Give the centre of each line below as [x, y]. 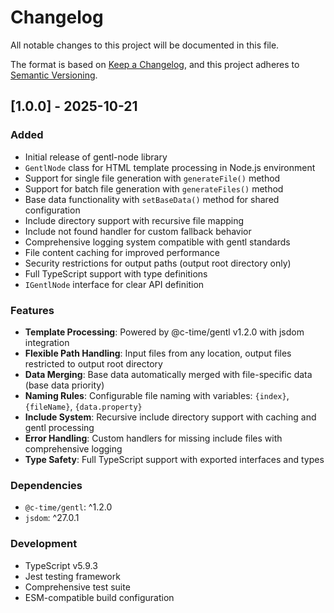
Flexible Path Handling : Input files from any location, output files [158, 353]
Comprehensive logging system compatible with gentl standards [157, 242]
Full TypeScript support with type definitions [116, 273]
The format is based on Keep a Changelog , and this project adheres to [155, 64]
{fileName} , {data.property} [83, 406]
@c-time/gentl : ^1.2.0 [68, 507]
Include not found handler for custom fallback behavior [138, 231]
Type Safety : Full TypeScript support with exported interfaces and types [174, 459]
